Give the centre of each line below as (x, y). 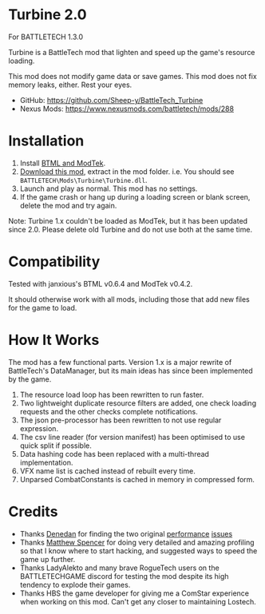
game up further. (47, 559)
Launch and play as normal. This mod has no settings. (109, 188)
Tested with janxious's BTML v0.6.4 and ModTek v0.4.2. (101, 283)
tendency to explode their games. (75, 584)
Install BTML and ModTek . (63, 163)
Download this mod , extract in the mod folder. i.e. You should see (127, 171)
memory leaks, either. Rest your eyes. (70, 85)
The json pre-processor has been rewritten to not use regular (121, 420)
